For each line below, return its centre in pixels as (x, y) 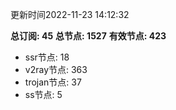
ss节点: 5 (43, 94)
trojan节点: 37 (53, 82)
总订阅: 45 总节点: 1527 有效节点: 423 (88, 36)
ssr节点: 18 (47, 57)
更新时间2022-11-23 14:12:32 (70, 14)
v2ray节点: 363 (56, 69)
